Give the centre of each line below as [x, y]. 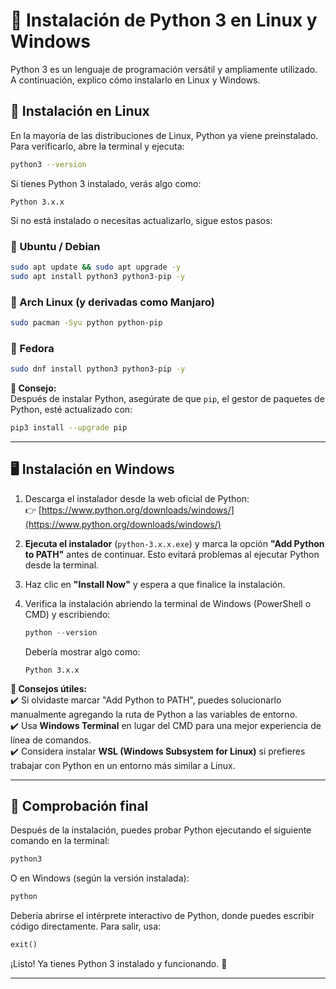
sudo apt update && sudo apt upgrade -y [96, 267]
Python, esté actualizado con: [71, 410]
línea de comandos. [51, 740]
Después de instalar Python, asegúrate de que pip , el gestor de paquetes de [167, 399]
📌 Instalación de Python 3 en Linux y [164, 20]
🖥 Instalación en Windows [92, 469]
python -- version [61, 632]
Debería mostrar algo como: [82, 651]
